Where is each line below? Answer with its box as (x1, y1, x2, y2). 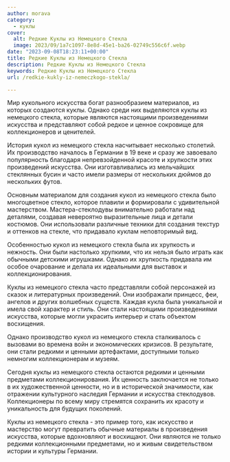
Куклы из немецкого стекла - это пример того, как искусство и (7, 418, 194, 426)
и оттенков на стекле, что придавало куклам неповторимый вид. (7, 227, 198, 235)
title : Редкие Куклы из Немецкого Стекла (7, 55, 128, 62)
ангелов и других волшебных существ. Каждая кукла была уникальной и (7, 298, 222, 306)
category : (7, 16, 36, 23)
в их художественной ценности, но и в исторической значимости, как (7, 382, 214, 391)
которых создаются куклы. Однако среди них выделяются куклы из (7, 106, 207, 114)
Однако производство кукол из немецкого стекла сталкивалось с (7, 333, 201, 341)
